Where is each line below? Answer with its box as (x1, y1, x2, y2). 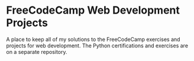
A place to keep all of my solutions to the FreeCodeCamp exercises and (6, 36, 180, 43)
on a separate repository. (6, 48, 67, 55)
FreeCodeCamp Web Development (6, 4, 180, 17)
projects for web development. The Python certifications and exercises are (6, 42, 188, 49)
